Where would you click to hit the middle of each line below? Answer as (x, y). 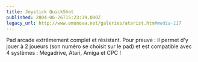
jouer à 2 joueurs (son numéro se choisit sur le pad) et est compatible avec (99, 46)
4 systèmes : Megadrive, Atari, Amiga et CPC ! (64, 53)
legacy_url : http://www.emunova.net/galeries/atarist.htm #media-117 (94, 23)
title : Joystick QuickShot (40, 12)
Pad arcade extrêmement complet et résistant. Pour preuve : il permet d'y (97, 40)
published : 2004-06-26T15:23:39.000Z (54, 17)
